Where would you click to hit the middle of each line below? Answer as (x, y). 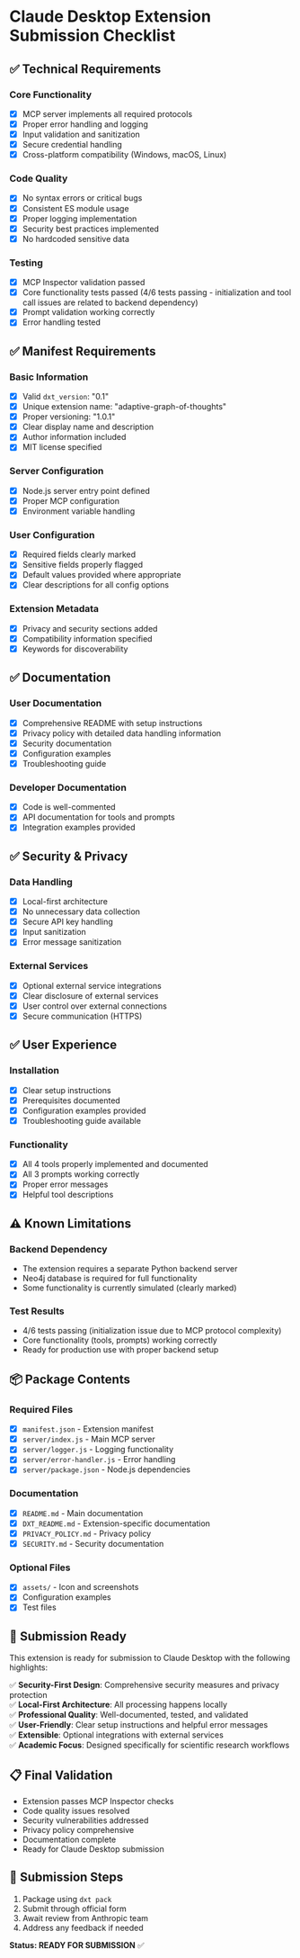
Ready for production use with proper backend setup (120, 1350)
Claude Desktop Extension (110, 17)
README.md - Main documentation (83, 1513)
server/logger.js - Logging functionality (98, 1450)
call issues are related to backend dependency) (110, 302)
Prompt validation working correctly (88, 312)
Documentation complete (69, 1840)
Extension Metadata (54, 609)
